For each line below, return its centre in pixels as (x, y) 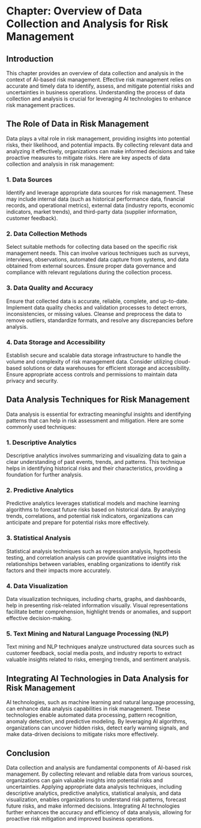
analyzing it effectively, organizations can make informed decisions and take (101, 151)
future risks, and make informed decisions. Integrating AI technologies (93, 806)
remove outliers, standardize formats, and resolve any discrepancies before (100, 320)
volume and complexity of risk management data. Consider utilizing (89, 361)
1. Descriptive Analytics (41, 442)
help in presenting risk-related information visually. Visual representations (97, 605)
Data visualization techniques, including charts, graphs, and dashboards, (96, 599)
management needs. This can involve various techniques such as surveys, (98, 253)
